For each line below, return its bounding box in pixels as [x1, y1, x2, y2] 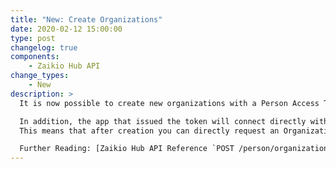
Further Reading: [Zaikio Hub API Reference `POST [19, 144, 235, 154]
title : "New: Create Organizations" [10, 14, 163, 25]
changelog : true [10, 42, 78, 53]
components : [10, 52, 60, 62]
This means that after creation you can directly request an [19, 126, 280, 136]
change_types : [10, 71, 70, 81]
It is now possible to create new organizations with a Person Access [19, 98, 320, 108]
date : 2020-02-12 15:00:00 [10, 24, 123, 34]
